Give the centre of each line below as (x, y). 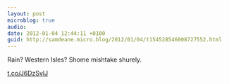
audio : (17, 27)
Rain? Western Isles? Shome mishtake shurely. (75, 59)
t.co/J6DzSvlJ (27, 73)
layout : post (26, 14)
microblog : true (31, 20)
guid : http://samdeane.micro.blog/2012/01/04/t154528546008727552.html (114, 40)
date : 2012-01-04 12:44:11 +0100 (56, 33)
